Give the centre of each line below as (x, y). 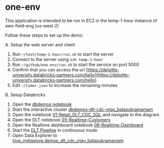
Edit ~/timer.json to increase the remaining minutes (65, 85)
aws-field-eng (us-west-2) (32, 25)
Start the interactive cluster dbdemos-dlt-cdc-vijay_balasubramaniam (82, 109)
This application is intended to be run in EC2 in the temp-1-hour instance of (81, 21)
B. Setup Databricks (25, 95)
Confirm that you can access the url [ (50, 69)
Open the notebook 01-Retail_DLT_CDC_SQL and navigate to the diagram (86, 114)
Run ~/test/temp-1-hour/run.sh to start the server (63, 54)
